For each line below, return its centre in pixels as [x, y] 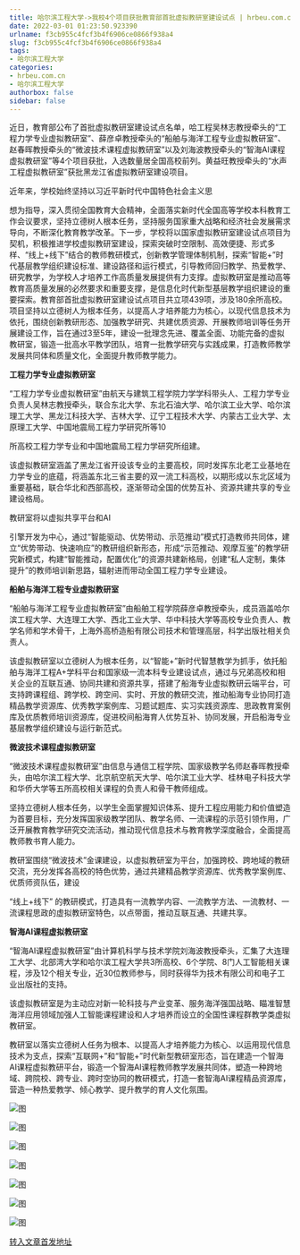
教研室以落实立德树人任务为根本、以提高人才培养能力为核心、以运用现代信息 [150, 1045]
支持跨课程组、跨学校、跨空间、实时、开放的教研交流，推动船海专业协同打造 [150, 695]
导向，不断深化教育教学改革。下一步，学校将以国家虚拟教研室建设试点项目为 [150, 233]
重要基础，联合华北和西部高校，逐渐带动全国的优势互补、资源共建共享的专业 [150, 488]
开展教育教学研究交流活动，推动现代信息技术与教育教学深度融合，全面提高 [154, 830]
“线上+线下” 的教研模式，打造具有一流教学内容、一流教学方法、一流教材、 [146, 901]
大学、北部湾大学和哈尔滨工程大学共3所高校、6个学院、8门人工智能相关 [149, 962]
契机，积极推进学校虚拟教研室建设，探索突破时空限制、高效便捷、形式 [138, 243]
